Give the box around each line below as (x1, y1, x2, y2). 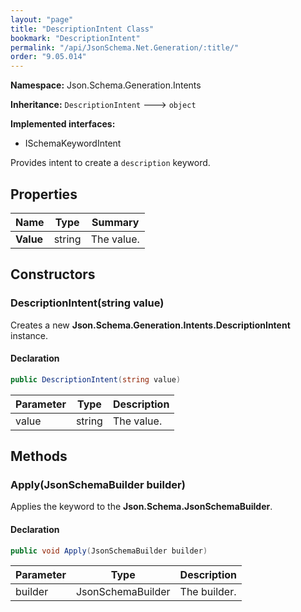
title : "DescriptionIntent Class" (10, 24, 155, 34)
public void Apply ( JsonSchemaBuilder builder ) (10, 546, 208, 556)
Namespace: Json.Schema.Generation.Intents (10, 79, 202, 91)
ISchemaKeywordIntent (24, 137, 122, 150)
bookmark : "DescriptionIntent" (10, 33, 141, 43)
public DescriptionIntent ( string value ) (10, 374, 182, 385)
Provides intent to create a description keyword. (10, 157, 211, 169)
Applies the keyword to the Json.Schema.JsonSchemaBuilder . (10, 501, 273, 513)
